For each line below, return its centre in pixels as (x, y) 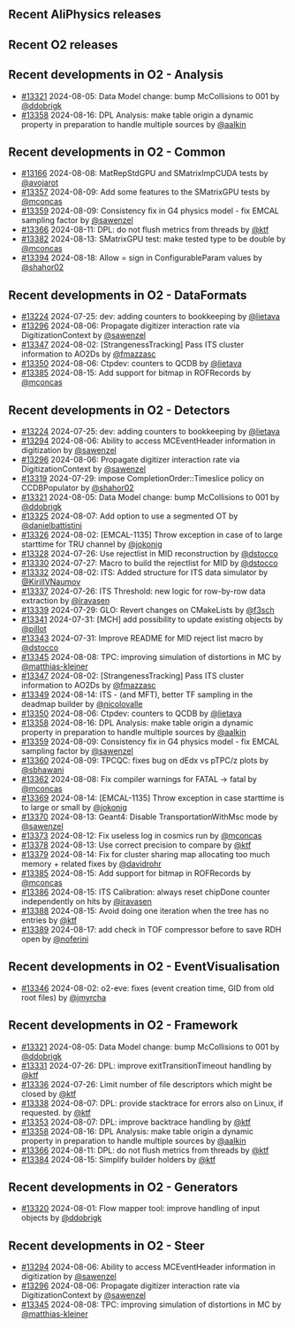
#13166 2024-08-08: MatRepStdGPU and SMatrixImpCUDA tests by (144, 173)
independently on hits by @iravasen (86, 902)
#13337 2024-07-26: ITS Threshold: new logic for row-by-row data (143, 591)
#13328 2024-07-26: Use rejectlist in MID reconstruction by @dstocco (150, 554)
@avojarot (40, 183)
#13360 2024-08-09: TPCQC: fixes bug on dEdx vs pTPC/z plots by (145, 761)
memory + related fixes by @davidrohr (91, 864)
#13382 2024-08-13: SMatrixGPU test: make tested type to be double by (153, 239)
